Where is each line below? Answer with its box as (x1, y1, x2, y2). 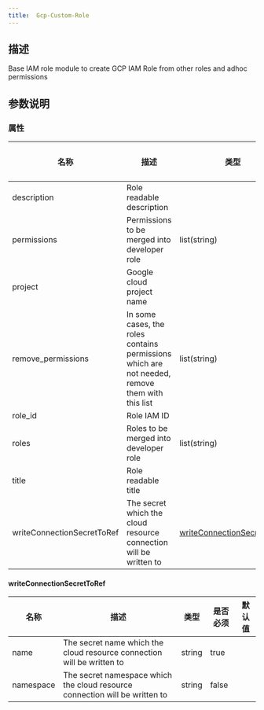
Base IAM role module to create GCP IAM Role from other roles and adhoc (8, 64, 247, 73)
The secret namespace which (62, 670, 173, 681)
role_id (12, 410, 38, 421)
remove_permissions (12, 353, 89, 364)
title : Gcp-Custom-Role (8, 11, 90, 20)
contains (126, 339, 159, 350)
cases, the (126, 319, 165, 330)
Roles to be (126, 423, 168, 434)
